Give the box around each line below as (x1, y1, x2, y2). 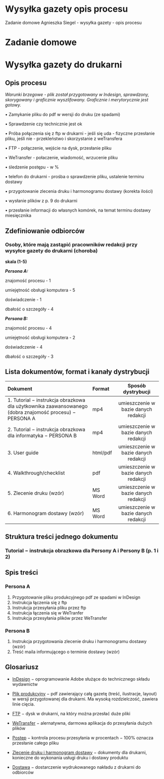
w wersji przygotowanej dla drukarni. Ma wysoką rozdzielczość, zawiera (12, 696, 158, 702)
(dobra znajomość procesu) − (7, 409, 76, 416)
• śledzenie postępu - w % (5, 164, 60, 170)
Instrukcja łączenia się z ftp (12, 599, 67, 605)
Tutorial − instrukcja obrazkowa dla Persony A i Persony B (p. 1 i (5, 547, 159, 554)
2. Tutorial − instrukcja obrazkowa (7, 426, 85, 433)
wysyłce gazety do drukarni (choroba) (5, 247, 98, 254)
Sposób (127, 382, 146, 389)
